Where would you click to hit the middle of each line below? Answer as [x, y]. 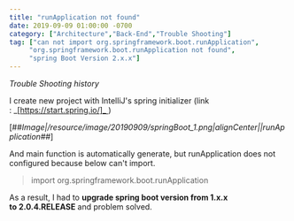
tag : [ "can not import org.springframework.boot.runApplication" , [134, 42]
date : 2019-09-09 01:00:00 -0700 [71, 26]
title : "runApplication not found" [75, 17]
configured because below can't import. [82, 163]
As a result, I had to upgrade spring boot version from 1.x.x [119, 197]
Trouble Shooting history [54, 84]
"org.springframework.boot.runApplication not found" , [132, 50]
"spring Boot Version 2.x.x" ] [85, 58]
